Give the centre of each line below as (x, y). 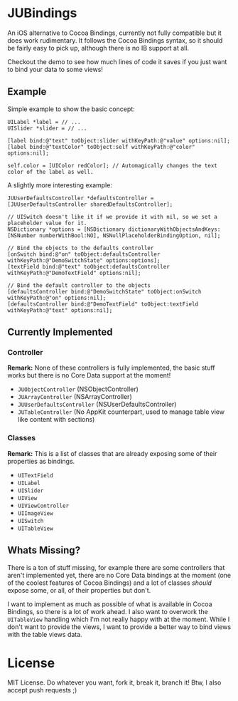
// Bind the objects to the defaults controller (81, 248)
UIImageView (35, 513)
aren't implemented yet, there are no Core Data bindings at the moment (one (119, 575)
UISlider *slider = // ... (47, 128)
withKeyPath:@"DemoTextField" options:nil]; (74, 273)
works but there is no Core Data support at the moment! (89, 375)
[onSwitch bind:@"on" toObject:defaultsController (84, 254)
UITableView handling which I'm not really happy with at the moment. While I (119, 619)
